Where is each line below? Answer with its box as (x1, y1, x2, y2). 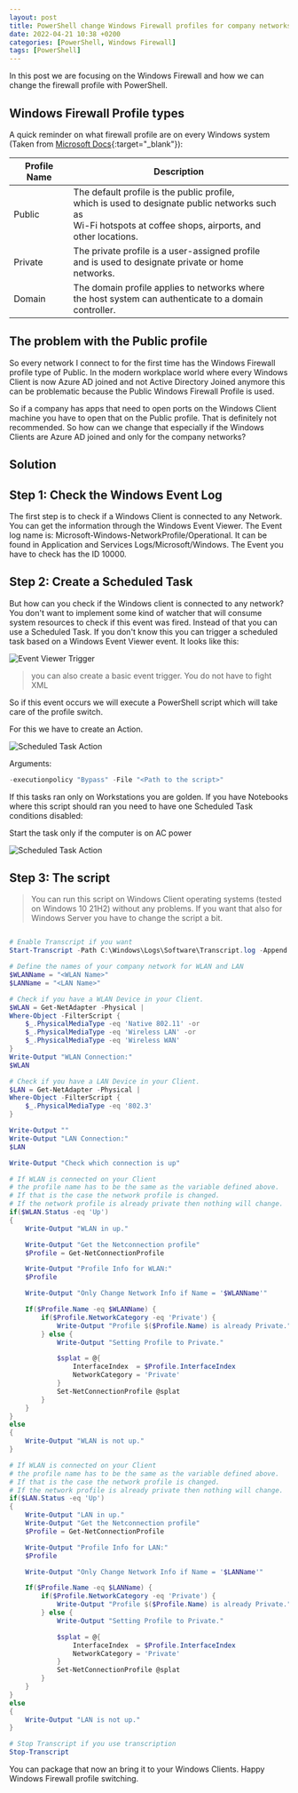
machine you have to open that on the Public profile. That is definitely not (9, 412, 278, 423)
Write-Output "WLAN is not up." (25, 1437, 145, 1445)
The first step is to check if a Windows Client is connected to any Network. (9, 510, 283, 521)
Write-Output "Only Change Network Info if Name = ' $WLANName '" (25, 1289, 268, 1298)
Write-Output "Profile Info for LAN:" (25, 1543, 169, 1552)
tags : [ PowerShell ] (9, 46, 82, 55)
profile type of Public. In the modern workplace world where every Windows (9, 366, 288, 378)
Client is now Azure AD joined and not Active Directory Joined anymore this (9, 376, 286, 387)
